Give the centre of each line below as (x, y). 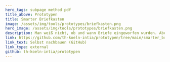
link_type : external (27, 47)
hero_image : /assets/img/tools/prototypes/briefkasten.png (69, 28)
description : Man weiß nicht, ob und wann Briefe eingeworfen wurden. (81, 33)
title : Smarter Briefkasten (35, 19)
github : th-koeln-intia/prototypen (43, 51)
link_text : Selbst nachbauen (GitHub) (46, 42)
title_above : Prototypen (31, 14)
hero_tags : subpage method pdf (38, 10)
